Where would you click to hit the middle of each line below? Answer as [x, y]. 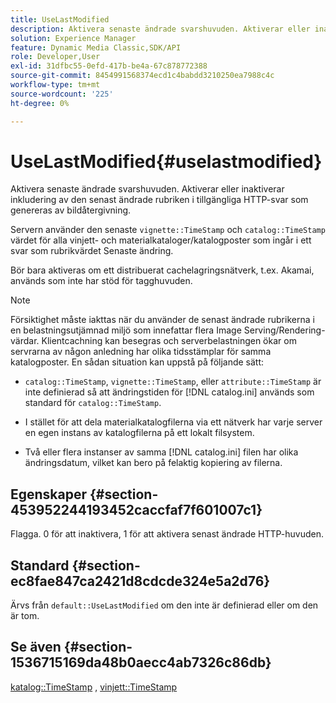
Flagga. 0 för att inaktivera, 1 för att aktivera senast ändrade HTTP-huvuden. [167, 534]
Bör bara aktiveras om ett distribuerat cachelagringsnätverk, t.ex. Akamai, [162, 270]
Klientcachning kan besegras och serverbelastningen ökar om [169, 341]
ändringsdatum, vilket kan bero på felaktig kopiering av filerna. [153, 463]
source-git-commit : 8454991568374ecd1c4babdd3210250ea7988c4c [142, 76]
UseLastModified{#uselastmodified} [166, 161]
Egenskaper [49, 494]
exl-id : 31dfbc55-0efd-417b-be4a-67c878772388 [109, 66]
